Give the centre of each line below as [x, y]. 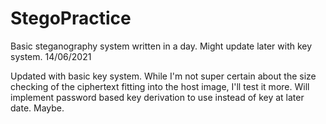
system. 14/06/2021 [51, 56]
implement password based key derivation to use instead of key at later [157, 97]
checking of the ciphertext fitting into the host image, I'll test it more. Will [160, 86]
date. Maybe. [37, 108]
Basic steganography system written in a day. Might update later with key [161, 46]
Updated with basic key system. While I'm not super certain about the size [163, 76]
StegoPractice [71, 18]
